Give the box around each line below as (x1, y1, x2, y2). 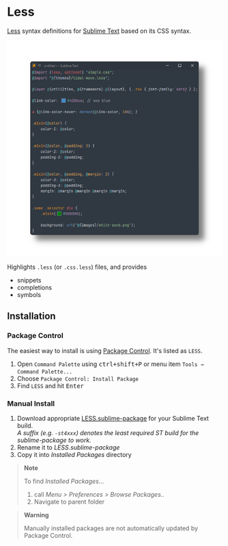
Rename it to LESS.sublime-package (16, 443, 120, 452)
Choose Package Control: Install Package (16, 374, 139, 382)
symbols (16, 290, 42, 298)
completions (16, 283, 53, 291)
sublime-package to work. (16, 436, 91, 444)
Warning (23, 510, 49, 519)
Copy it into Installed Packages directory (16, 450, 132, 458)
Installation (7, 311, 56, 322)
